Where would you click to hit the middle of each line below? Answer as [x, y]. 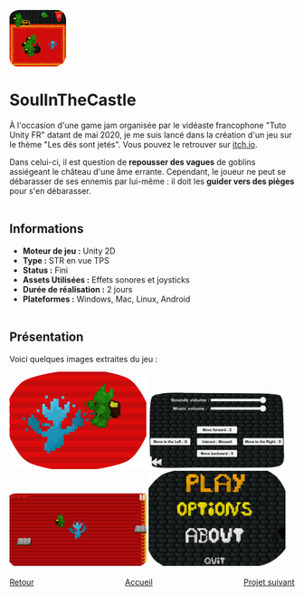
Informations [47, 229]
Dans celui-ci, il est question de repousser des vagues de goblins [133, 162]
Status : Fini [45, 270]
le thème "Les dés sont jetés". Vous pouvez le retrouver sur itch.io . [133, 144]
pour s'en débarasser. [51, 190]
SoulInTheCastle [73, 100]
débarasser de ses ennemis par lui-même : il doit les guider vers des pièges [152, 181]
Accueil [139, 582]
